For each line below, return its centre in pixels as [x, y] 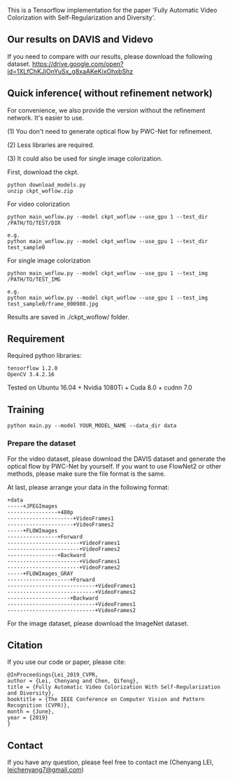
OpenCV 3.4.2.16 [31, 375]
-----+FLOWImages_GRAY [40, 574]
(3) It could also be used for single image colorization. [85, 158]
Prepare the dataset [42, 443]
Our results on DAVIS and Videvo [80, 40]
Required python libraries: [44, 356]
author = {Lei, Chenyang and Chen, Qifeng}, [73, 681]
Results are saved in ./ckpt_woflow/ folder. [68, 317]
